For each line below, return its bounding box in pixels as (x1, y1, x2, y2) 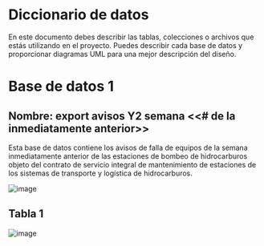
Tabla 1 (8, 207, 44, 221)
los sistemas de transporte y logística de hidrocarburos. (8, 168, 193, 178)
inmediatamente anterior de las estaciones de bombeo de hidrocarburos (8, 151, 248, 161)
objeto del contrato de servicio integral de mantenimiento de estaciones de (8, 159, 257, 169)
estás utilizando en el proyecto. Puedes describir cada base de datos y (8, 40, 243, 50)
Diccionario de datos (8, 6, 149, 24)
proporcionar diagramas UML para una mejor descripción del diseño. (8, 49, 237, 58)
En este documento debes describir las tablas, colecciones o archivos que (8, 32, 254, 42)
